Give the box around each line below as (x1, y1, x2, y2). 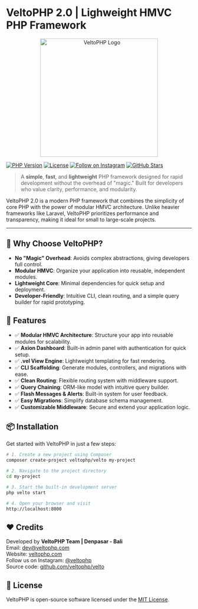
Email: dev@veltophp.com (6, 544, 70, 552)
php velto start (6, 489, 46, 495)
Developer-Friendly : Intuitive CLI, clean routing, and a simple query (14, 292, 180, 299)
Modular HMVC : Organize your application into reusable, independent (14, 267, 186, 274)
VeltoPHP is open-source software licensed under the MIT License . (6, 596, 170, 603)
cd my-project (6, 473, 41, 479)
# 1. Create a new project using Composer (6, 452, 112, 458)
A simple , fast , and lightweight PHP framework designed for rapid (20, 173, 183, 180)
